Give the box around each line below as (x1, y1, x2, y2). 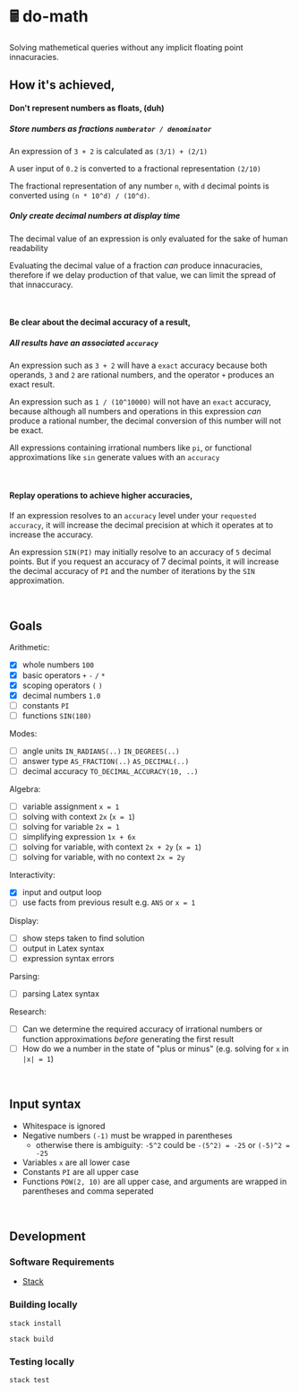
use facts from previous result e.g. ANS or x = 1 (21, 897, 196, 908)
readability (9, 242, 49, 253)
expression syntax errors (21, 953, 115, 963)
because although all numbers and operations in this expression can (9, 406, 261, 417)
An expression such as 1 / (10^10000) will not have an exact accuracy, (9, 396, 271, 407)
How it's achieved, (9, 77, 115, 93)
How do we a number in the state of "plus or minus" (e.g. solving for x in (21, 1043, 289, 1054)
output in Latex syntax (21, 943, 105, 953)
